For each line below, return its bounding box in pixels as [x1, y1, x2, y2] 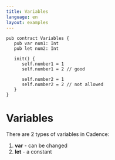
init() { [13, 56, 35, 62]
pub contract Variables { [6, 36, 69, 42]
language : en [6, 14, 38, 20]
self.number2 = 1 [21, 77, 65, 83]
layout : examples [6, 19, 49, 25]
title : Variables [6, 8, 49, 15]
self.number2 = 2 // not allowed [21, 81, 104, 88]
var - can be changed [14, 142, 67, 149]
